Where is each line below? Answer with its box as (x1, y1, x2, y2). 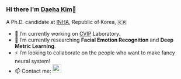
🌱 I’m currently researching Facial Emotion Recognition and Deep (14, 36, 174, 43)
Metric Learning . (14, 43, 56, 50)
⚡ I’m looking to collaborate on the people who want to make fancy (14, 49, 175, 56)
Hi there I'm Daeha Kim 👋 (6, 5, 76, 13)
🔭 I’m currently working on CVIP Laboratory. (14, 30, 121, 37)
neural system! (14, 58, 51, 65)
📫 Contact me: (14, 67, 51, 75)
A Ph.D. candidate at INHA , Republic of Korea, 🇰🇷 (6, 19, 127, 26)
